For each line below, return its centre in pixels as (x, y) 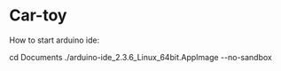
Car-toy (38, 16)
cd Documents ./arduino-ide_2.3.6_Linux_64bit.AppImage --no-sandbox (140, 57)
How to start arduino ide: (55, 40)
